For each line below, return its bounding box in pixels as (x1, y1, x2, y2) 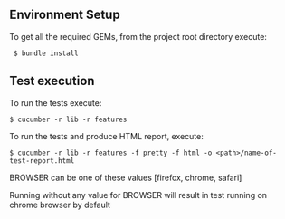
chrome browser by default (9, 199, 111, 210)
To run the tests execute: (9, 97, 102, 108)
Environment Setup (9, 7, 120, 23)
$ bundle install (13, 49, 79, 58)
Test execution (9, 73, 95, 89)
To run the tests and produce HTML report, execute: (9, 130, 204, 141)
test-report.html (9, 156, 75, 166)
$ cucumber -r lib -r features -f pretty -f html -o (9, 148, 213, 157)
